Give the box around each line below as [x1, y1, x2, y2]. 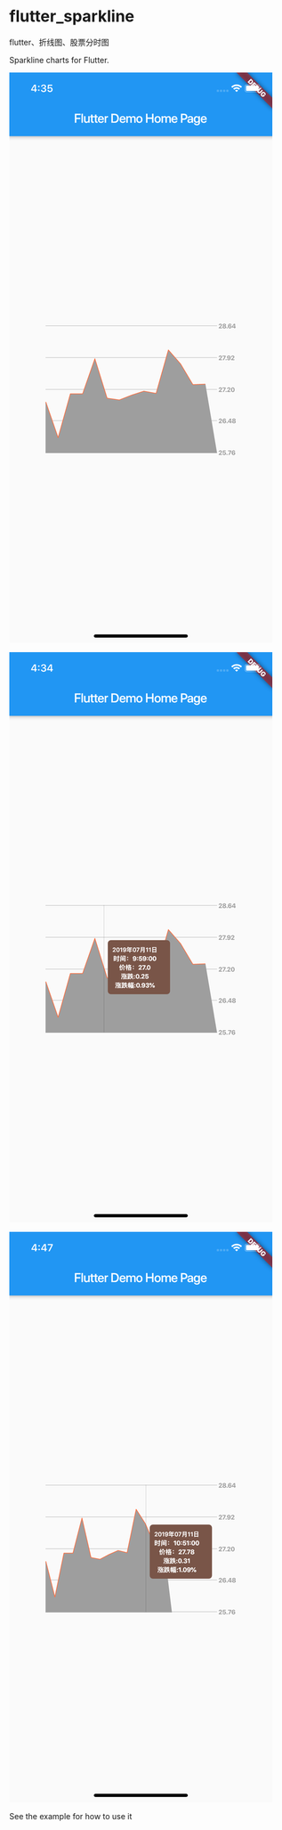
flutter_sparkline [9, 6, 135, 27]
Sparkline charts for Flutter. [9, 54, 109, 65]
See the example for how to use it [9, 1810, 133, 1821]
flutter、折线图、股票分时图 [9, 37, 109, 47]
